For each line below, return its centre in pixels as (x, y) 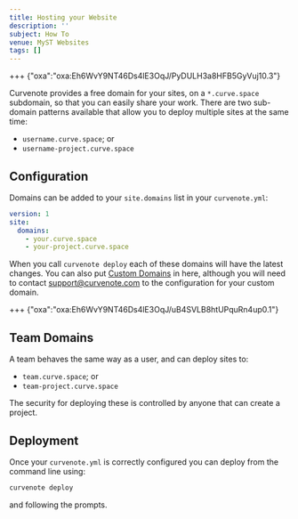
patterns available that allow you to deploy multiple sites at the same (164, 112)
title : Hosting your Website (63, 17)
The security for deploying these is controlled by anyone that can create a (145, 403)
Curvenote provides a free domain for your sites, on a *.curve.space (134, 93)
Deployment (44, 440)
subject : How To (39, 34)
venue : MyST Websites (49, 42)
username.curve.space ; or (68, 139)
